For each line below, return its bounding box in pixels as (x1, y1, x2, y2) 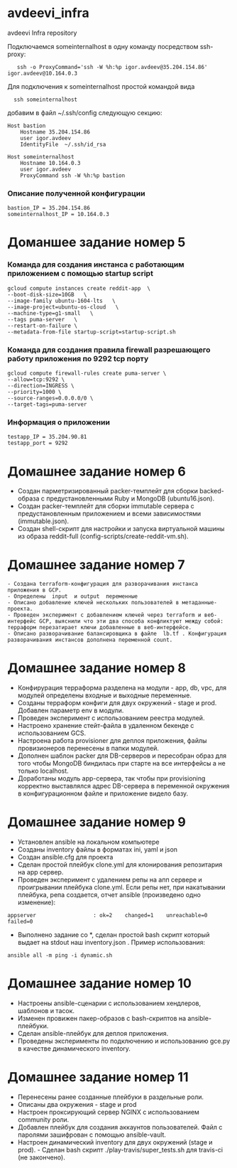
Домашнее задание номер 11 (7, 1069, 189, 1086)
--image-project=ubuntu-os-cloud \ (7, 304, 119, 311)
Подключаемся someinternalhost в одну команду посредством (7, 42, 199, 50)
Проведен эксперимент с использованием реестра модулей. (17, 714, 205, 722)
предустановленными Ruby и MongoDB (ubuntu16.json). (45, 494, 215, 503)
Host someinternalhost (7, 153, 75, 161)
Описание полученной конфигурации (7, 188, 145, 198)
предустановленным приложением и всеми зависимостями (17, 510, 202, 518)
